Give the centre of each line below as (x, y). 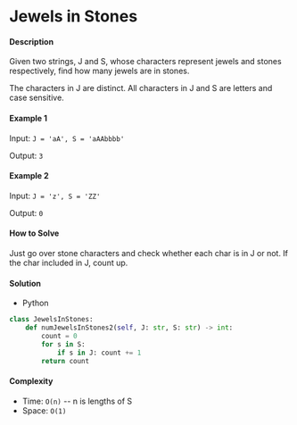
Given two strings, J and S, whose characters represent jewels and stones (146, 62)
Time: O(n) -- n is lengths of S (77, 401)
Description (32, 41)
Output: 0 (26, 212)
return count (66, 361)
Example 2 (29, 176)
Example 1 (28, 118)
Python (35, 303)
